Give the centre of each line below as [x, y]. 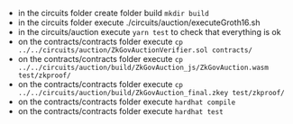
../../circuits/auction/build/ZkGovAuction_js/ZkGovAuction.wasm [143, 67]
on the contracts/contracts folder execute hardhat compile [127, 102]
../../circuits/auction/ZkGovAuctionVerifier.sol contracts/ [135, 50]
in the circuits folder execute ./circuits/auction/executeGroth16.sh [139, 22]
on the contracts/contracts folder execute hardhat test [120, 111]
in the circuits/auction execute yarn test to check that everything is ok [149, 32]
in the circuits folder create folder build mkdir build [113, 13]
